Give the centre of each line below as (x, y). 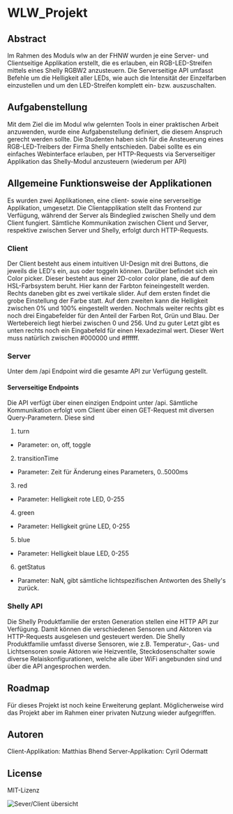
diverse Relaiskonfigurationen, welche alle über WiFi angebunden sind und (114, 658)
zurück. (28, 588)
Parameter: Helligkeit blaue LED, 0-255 (73, 553)
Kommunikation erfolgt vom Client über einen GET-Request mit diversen (111, 411)
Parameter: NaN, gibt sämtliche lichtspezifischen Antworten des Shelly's (121, 581)
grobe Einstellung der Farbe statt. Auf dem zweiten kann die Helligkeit (107, 301)
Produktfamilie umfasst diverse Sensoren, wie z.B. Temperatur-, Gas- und (113, 644)
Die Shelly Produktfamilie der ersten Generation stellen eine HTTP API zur (113, 621)
